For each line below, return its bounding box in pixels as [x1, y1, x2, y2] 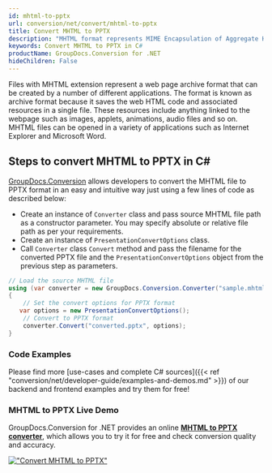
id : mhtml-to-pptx [8, 11, 70, 20]
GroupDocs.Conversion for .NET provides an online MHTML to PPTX [8, 423, 238, 432]
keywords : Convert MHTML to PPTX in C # [8, 42, 143, 50]
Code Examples [8, 348, 71, 359]
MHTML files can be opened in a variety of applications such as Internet [8, 123, 249, 132]
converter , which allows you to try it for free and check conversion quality [8, 432, 257, 441]
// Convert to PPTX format [23, 314, 114, 323]
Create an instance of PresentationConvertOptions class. [19, 234, 210, 244]
